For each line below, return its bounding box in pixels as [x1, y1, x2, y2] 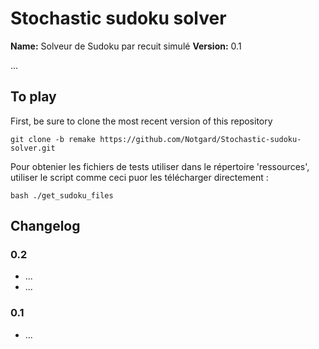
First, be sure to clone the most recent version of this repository [10, 115, 273, 127]
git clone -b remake [10, 134, 97, 144]
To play [10, 88, 57, 106]
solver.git [10, 143, 56, 153]
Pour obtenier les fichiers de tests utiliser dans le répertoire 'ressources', [10, 160, 310, 172]
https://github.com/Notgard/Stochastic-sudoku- [99, 134, 302, 144]
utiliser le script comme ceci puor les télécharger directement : [10, 171, 269, 183]
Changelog [10, 218, 81, 235]
